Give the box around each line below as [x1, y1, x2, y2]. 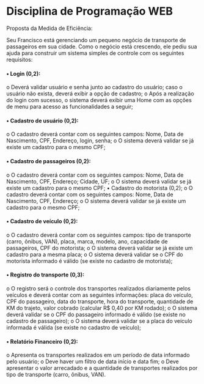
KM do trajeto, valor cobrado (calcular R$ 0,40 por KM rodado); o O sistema [6, 304, 197, 311]
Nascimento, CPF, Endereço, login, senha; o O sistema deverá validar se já [6, 137, 194, 144]
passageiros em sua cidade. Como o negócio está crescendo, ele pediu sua [6, 43, 197, 50]
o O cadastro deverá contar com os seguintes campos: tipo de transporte [6, 231, 191, 238]
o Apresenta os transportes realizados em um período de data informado [6, 352, 191, 359]
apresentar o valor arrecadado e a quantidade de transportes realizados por [6, 364, 198, 372]
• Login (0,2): [6, 70, 41, 77]
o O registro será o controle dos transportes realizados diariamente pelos [6, 284, 191, 292]
